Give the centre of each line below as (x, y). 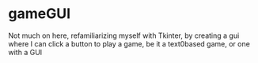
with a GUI (25, 52)
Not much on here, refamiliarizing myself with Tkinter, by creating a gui (124, 35)
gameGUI (40, 14)
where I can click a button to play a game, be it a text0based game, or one (129, 43)
